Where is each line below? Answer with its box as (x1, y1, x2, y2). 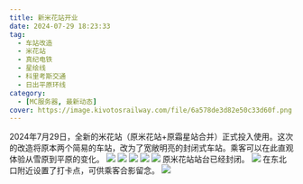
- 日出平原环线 (17, 80, 67, 89)
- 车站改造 (17, 38, 53, 48)
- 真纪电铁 (17, 55, 53, 64)
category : (9, 88, 47, 97)
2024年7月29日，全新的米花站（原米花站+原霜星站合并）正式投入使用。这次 (9, 132, 294, 143)
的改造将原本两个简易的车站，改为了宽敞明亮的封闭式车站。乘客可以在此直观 (9, 143, 294, 153)
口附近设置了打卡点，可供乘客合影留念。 (9, 165, 160, 176)
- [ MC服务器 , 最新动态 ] (17, 97, 97, 106)
